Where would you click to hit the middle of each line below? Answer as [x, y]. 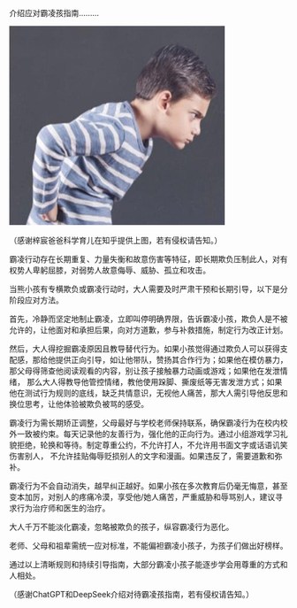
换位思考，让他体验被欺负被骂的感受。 [79, 404]
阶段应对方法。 [36, 300]
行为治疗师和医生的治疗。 [63, 508]
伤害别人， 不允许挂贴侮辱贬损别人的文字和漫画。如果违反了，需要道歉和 [142, 456]
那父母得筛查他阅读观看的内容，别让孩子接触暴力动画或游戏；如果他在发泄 [145, 371]
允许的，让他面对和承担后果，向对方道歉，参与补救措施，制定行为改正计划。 [148, 330]
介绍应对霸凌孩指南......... [54, 13]
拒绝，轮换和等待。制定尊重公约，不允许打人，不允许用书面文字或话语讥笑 [152, 445]
